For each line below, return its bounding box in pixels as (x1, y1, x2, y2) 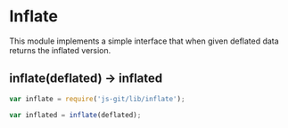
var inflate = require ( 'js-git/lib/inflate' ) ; (9, 94, 185, 103)
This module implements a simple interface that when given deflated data (9, 36, 279, 46)
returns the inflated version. (9, 44, 111, 55)
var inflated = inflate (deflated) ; (9, 110, 142, 119)
